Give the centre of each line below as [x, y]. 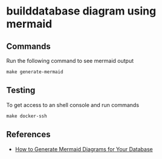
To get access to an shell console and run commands [73, 105]
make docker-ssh [27, 116]
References [28, 135]
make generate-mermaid [35, 72]
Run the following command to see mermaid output [70, 61]
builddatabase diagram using [81, 11]
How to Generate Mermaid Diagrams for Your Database [84, 149]
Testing [21, 90]
